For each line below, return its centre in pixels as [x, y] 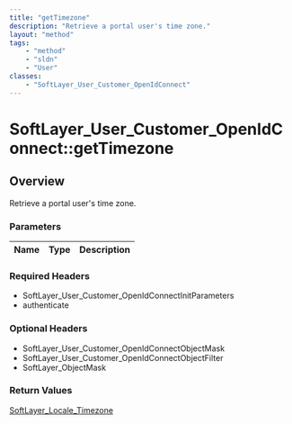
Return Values [41, 391]
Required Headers [49, 275]
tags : [19, 43]
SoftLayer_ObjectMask [64, 367]
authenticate [45, 305]
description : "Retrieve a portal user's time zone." [110, 26]
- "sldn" [42, 59]
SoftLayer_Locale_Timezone [62, 410]
